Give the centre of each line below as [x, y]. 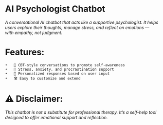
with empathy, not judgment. [34, 32]
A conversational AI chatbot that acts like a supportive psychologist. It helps [82, 22]
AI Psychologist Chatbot [55, 9]
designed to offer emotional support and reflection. [56, 117]
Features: [25, 52]
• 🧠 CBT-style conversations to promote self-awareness [65, 65]
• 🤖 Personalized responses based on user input [57, 74]
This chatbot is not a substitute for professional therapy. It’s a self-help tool [81, 112]
